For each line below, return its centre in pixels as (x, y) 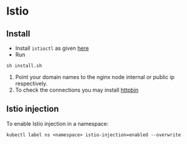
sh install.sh (24, 66)
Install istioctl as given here (52, 48)
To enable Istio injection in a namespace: (57, 123)
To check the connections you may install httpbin (77, 90)
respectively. (31, 84)
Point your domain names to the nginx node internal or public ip (95, 77)
